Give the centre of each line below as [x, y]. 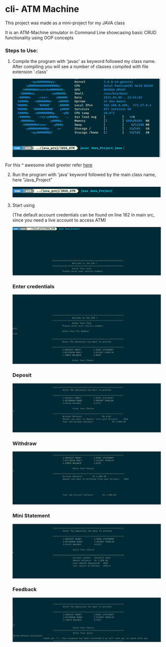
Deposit [22, 375]
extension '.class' [30, 72]
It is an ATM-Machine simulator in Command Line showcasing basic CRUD [81, 32]
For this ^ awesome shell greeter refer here [49, 165]
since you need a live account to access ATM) [59, 220]
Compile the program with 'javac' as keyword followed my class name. [84, 61]
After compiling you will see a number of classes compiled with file [80, 67]
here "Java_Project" [32, 180]
